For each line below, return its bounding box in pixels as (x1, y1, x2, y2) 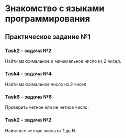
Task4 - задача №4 (5, 70, 52, 77)
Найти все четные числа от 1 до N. (5, 127, 77, 134)
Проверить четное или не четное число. (5, 104, 89, 110)
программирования (5, 13, 91, 24)
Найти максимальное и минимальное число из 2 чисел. (5, 58, 121, 64)
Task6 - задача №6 (5, 93, 52, 100)
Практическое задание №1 (5, 33, 91, 41)
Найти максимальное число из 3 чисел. (5, 81, 88, 87)
